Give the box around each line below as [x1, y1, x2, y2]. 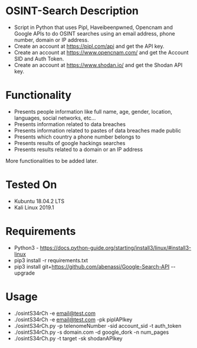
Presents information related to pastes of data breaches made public [14, 127, 181, 134]
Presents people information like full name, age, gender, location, [14, 108, 172, 115]
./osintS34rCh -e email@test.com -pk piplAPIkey [14, 315, 133, 323]
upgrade [14, 269, 35, 276]
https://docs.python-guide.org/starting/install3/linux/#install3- [40, 244, 192, 251]
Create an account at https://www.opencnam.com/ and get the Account [14, 49, 189, 56]
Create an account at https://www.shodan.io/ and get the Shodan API [14, 61, 183, 69]
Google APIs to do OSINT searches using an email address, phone [14, 30, 175, 37]
